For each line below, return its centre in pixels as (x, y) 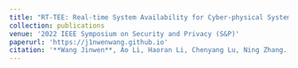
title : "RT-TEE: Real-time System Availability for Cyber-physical (137, 17)
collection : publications (57, 26)
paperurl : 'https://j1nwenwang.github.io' (89, 42)
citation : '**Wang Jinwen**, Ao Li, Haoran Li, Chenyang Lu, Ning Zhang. (149, 50)
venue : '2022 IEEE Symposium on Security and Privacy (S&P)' (125, 34)
